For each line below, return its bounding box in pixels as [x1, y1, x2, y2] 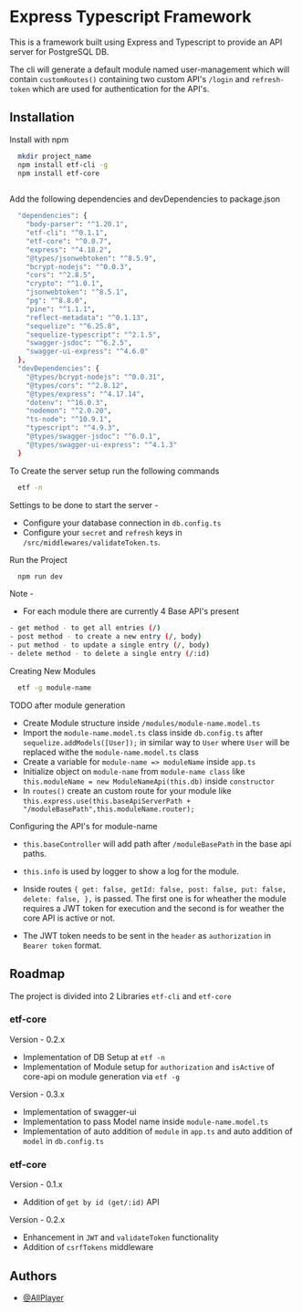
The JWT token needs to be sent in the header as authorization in [22, 930, 272, 941]
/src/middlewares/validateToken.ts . [22, 536, 161, 547]
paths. [22, 848, 47, 859]
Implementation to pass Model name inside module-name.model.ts [22, 1116, 269, 1127]
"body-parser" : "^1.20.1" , [26, 220, 129, 229]
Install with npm [9, 134, 69, 145]
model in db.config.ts [22, 1135, 105, 1146]
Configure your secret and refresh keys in [22, 526, 182, 537]
